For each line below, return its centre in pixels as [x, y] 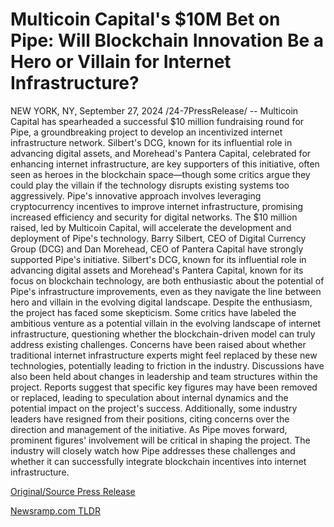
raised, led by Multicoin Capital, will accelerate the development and [151, 227]
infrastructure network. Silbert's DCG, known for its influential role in [151, 142]
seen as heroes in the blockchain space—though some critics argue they [160, 174]
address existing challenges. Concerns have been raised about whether [158, 344]
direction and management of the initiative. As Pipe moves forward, [149, 429]
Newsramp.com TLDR [55, 510]
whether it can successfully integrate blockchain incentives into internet [158, 461]
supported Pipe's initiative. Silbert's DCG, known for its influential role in [158, 259]
